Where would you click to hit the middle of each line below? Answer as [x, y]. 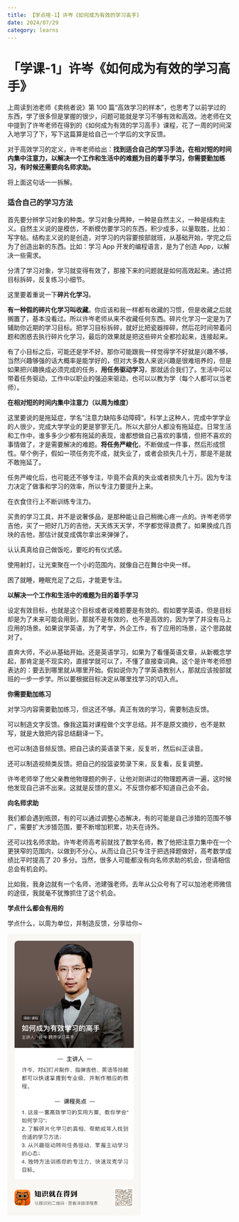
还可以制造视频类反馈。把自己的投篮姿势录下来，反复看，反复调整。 [107, 763]
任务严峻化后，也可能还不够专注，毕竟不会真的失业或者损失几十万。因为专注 [119, 477]
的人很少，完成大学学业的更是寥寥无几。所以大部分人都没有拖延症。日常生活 [119, 426]
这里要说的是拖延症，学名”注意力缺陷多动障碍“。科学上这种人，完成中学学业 [119, 417]
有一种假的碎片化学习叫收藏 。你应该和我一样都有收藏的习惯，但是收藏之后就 [119, 310]
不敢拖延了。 [26, 462]
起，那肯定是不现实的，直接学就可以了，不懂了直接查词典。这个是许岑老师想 [119, 661]
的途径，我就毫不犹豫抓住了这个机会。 [63, 892]
